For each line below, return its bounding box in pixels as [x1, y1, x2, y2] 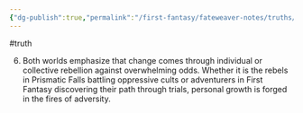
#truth [9, 38, 32, 48]
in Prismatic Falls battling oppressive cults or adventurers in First [22, 74, 263, 85]
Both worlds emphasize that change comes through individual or [22, 55, 263, 65]
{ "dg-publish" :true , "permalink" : [9, 13, 135, 22]
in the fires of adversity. [22, 93, 111, 104]
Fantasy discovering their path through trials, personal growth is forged [22, 83, 288, 94]
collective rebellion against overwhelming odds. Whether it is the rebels [22, 65, 289, 75]
